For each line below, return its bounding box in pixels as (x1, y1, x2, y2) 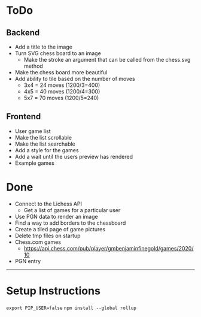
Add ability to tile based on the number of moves (14, 76, 136, 82)
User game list (14, 127, 51, 135)
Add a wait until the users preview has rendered (14, 153, 133, 160)
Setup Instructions (6, 284, 100, 297)
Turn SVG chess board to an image (14, 50, 102, 57)
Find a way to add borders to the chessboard (14, 219, 126, 227)
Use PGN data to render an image (14, 213, 98, 220)
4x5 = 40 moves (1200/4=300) (23, 88, 100, 95)
